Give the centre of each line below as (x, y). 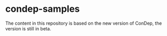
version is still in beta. (28, 28)
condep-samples (43, 9)
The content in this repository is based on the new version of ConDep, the (83, 23)
